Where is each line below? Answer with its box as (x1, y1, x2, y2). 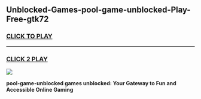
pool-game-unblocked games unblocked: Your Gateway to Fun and (6, 79, 176, 86)
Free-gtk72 (6, 14, 49, 25)
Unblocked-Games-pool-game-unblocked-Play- (6, 5, 191, 15)
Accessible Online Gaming (6, 86, 74, 93)
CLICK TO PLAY (6, 32, 53, 41)
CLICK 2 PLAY (6, 55, 48, 63)
